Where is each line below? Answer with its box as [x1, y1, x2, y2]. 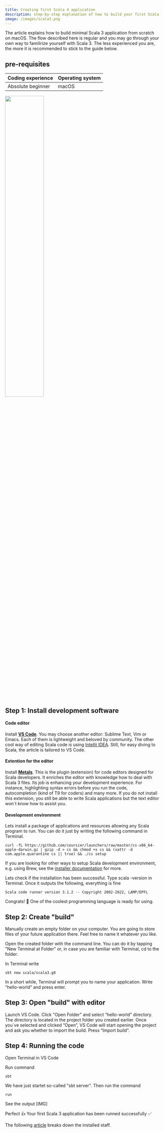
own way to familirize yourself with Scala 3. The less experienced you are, [5, 40, 156, 46]
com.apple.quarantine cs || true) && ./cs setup [5, 852, 107, 857]
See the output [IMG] [5, 1100, 48, 1106]
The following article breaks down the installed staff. [5, 1122, 111, 1128]
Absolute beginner [7, 83, 50, 90]
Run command [5, 1064, 35, 1070]
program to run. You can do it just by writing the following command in [5, 828, 148, 834]
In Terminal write [5, 961, 39, 967]
